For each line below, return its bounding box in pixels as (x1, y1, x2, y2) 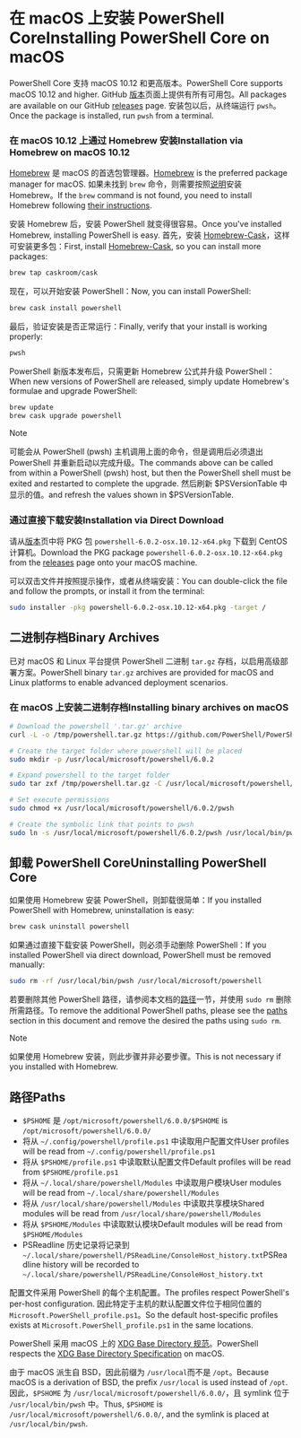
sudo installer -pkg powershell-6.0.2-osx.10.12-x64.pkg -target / (9, 603, 267, 612)
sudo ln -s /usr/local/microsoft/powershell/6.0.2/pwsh (9, 828, 222, 837)
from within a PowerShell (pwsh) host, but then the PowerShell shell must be (9, 467, 291, 478)
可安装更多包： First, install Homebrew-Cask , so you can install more (9, 241, 262, 252)
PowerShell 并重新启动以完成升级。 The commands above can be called (9, 457, 273, 467)
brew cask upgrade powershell (9, 411, 123, 420)
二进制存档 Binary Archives (9, 630, 159, 646)
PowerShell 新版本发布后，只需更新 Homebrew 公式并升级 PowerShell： (9, 365, 275, 377)
